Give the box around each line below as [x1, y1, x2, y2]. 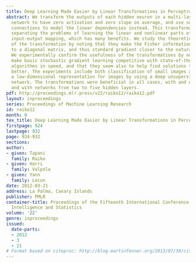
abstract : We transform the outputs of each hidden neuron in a [6, 14, 166, 20]
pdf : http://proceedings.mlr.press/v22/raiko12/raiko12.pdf [6, 90, 156, 96]
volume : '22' [6, 210, 38, 216]
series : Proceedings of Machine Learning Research [6, 101, 132, 107]
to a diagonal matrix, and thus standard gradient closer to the [11, 47, 174, 53]
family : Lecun [11, 177, 45, 183]
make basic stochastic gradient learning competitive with [11, 57, 158, 63]
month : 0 [6, 112, 27, 118]
